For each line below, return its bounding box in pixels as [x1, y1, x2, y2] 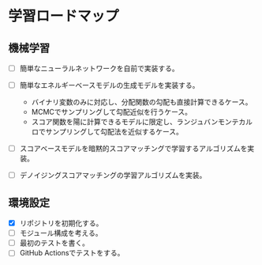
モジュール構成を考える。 [19, 229, 103, 238]
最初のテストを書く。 [19, 238, 89, 248]
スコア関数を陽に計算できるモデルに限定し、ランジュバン [31, 117, 219, 127]
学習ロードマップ [8, 7, 120, 25]
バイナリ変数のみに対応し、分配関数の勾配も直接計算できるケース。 [31, 97, 253, 107]
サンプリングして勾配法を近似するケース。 [45, 127, 184, 137]
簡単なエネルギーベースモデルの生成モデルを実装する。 [19, 81, 200, 90]
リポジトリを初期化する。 [19, 218, 103, 228]
